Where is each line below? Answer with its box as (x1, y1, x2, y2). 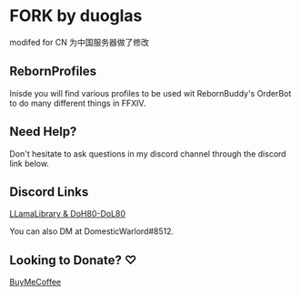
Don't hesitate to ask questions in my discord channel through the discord (9, 148, 286, 159)
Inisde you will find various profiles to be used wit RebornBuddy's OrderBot (9, 87, 292, 98)
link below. (9, 158, 50, 168)
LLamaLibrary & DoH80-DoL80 (9, 209, 125, 219)
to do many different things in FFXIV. (9, 97, 146, 108)
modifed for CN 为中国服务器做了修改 (9, 36, 150, 47)
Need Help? (9, 124, 77, 139)
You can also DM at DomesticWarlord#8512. (9, 226, 175, 237)
